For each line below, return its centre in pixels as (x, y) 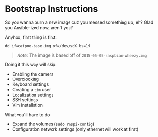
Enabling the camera (33, 74)
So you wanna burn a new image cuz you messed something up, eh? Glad (79, 22)
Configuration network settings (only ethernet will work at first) (75, 129)
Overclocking (26, 79)
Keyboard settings (30, 84)
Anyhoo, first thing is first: (31, 37)
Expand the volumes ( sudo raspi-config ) (53, 124)
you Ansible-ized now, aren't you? (39, 27)
